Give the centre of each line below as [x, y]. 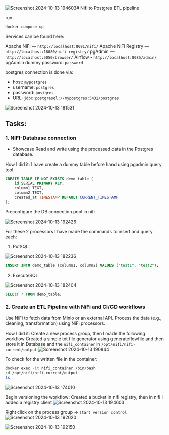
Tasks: [16, 124]
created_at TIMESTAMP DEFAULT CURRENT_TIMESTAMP [66, 198]
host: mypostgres [30, 82]
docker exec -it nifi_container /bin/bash [50, 368]
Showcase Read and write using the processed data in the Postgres [83, 149]
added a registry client [29, 402]
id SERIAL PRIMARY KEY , [39, 183]
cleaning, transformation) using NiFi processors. [55, 323]
